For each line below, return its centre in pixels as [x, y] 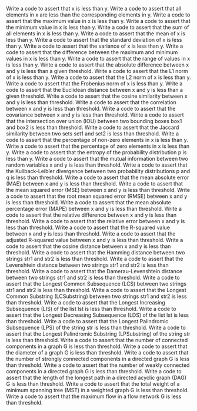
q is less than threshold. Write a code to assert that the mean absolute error [98, 177]
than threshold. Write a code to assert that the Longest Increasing [86, 302]
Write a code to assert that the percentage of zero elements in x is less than [98, 146]
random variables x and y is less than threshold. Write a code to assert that [97, 165]
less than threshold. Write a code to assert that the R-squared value [88, 227]
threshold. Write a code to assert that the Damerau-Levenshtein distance [94, 271]
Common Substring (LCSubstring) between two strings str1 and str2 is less [96, 296]
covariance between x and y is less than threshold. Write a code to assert [95, 115]
